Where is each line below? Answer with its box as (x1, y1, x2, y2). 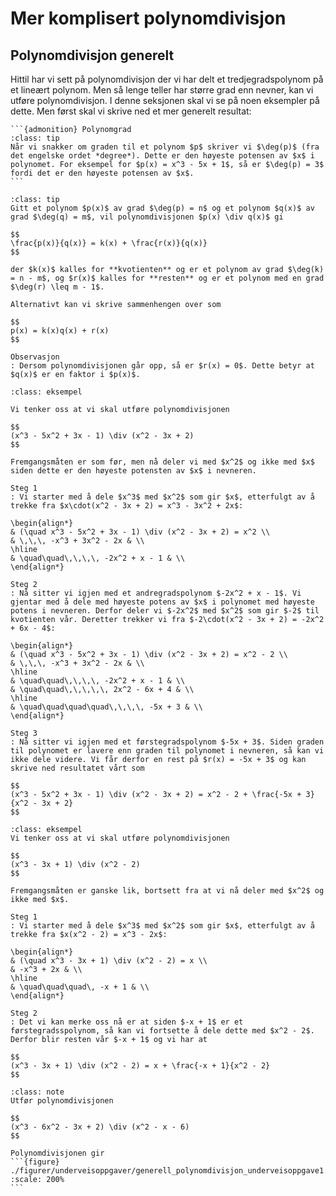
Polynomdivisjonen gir (10, 1148, 105, 1158)
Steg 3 (10, 728, 38, 738)
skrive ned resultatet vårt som (10, 763, 145, 773)
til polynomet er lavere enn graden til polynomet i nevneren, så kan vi (10, 746, 325, 756)
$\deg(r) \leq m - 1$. (10, 282, 105, 292)
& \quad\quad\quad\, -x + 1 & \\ (10, 982, 150, 992)
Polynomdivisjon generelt (10, 47, 175, 64)
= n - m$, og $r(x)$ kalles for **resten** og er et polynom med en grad (10, 273, 325, 283)
